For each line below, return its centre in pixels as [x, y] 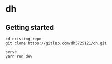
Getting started [30, 27]
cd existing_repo [23, 39]
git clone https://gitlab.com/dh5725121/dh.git [56, 43]
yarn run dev [19, 56]
